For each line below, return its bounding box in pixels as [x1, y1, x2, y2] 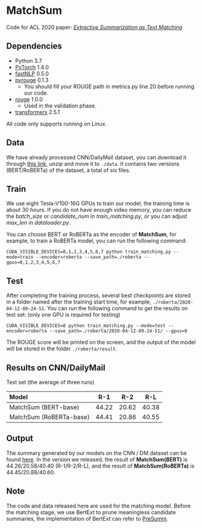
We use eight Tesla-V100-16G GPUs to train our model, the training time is [6, 200, 190, 207]
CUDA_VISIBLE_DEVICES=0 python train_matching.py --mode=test [6, 323, 166, 329]
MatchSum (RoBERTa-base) [9, 413, 90, 421]
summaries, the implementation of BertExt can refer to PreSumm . [6, 515, 168, 522]
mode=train [6, 254, 34, 260]
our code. [24, 89, 48, 97]
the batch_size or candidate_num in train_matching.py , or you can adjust [6, 212, 188, 220]
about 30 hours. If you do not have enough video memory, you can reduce [6, 206, 192, 214]
